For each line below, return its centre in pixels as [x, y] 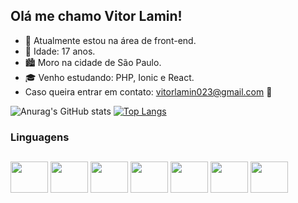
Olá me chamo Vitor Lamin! [96, 16]
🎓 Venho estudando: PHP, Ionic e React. [109, 77]
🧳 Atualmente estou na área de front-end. [110, 40]
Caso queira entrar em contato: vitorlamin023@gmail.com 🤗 [148, 91]
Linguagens [40, 137]
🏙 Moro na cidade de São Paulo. [93, 62]
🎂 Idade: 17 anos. [60, 51]
